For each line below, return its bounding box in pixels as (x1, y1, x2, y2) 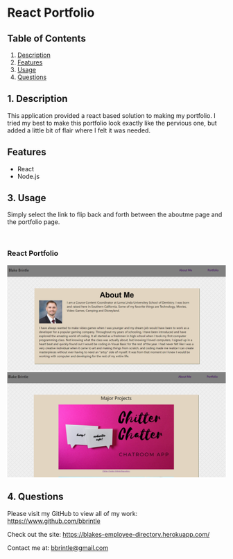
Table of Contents (7, 33, 87, 44)
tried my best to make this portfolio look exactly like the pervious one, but (7, 119, 217, 127)
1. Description (7, 93, 68, 105)
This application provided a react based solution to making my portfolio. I (7, 111, 216, 119)
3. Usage (7, 192, 46, 204)
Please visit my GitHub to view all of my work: (7, 509, 138, 517)
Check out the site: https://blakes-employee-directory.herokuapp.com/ (7, 530, 210, 538)
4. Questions (7, 491, 64, 503)
